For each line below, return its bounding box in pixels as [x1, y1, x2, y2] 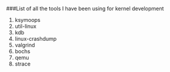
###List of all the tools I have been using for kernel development [6, 5, 165, 12]
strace [14, 60, 31, 67]
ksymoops [14, 17, 40, 23]
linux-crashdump [14, 35, 57, 42]
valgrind [14, 41, 36, 48]
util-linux [14, 23, 37, 30]
